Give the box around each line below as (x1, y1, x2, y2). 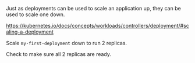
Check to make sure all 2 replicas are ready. (6, 51, 112, 57)
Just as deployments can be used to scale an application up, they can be (6, 5, 182, 12)
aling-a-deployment (6, 28, 54, 35)
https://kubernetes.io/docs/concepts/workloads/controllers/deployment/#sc (6, 23, 189, 29)
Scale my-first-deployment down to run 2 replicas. (6, 40, 127, 46)
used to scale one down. (6, 11, 65, 18)
